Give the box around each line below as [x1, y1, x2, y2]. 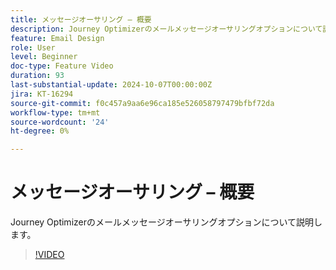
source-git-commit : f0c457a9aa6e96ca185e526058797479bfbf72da [10, 98, 275, 108]
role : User [10, 42, 56, 53]
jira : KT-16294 [10, 89, 74, 99]
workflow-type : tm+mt [10, 107, 101, 118]
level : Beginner [10, 52, 78, 62]
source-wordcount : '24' [10, 117, 110, 127]
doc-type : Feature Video [10, 61, 114, 71]
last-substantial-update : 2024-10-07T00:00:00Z [10, 80, 213, 90]
